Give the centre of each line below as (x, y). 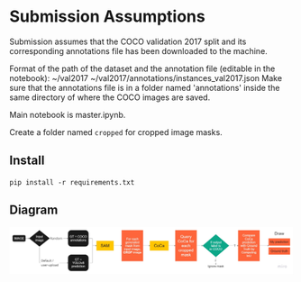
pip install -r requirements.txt (72, 182)
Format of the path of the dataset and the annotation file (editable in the (142, 68)
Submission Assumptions (107, 17)
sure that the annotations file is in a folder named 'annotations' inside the (145, 87)
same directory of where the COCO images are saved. (110, 97)
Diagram (34, 210)
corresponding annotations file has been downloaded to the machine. (138, 50)
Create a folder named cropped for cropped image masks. (116, 132)
